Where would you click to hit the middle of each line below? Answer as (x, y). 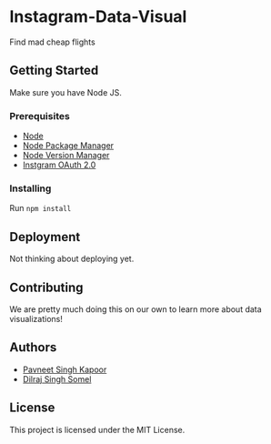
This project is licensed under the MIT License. (97, 429)
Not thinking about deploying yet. (72, 259)
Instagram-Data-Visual (98, 17)
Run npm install (40, 208)
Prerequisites (40, 116)
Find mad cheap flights (52, 42)
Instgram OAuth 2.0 (59, 165)
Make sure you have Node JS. (66, 92)
